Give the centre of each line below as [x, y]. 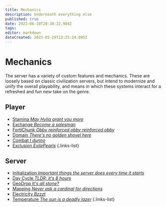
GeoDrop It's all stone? [36, 184]
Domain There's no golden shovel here [52, 135]
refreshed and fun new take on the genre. [48, 91]
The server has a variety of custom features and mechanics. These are [78, 75]
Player [15, 107]
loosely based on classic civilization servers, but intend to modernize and [80, 81]
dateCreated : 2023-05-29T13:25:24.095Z [46, 38]
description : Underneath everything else [49, 14]
